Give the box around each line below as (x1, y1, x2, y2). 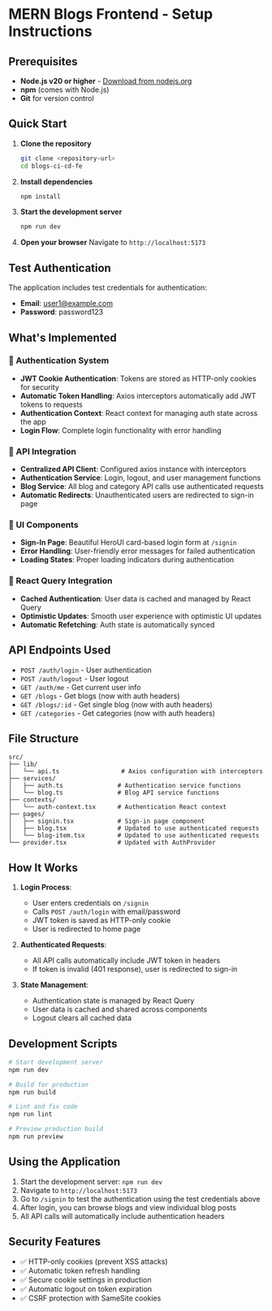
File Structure (8, 732, 79, 745)
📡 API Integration (8, 445, 77, 457)
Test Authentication (8, 261, 111, 275)
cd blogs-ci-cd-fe (19, 162, 83, 170)
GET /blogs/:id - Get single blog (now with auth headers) (19, 699, 213, 709)
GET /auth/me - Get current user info (19, 682, 141, 692)
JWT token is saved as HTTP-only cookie (32, 916, 171, 925)
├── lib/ (8, 760, 38, 769)
